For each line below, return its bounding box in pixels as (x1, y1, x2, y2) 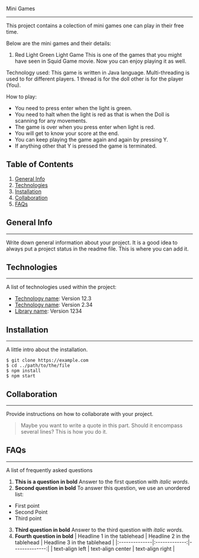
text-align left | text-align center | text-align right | (53, 545, 175, 552)
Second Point (14, 508, 48, 515)
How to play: (6, 93, 37, 100)
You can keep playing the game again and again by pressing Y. (14, 136, 169, 143)
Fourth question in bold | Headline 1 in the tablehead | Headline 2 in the (14, 533, 190, 540)
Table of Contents (6, 159, 74, 169)
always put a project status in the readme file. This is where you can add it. (6, 245, 189, 252)
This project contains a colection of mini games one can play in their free (6, 22, 184, 29)
